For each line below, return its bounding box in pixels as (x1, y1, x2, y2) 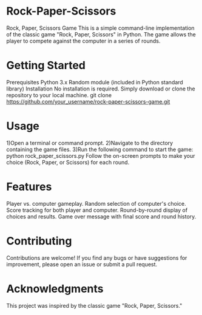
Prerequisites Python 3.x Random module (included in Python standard (6, 78, 183, 86)
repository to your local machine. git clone (6, 91, 112, 98)
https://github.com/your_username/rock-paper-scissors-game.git (6, 98, 170, 105)
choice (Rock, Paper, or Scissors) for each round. (6, 158, 130, 166)
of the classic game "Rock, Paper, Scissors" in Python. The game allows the (6, 30, 196, 38)
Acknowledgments (6, 282, 104, 296)
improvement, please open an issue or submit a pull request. (6, 260, 158, 268)
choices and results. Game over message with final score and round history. (6, 212, 197, 220)
